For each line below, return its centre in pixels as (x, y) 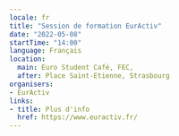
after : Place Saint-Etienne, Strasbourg (94, 76)
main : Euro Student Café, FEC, (76, 68)
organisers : (31, 84)
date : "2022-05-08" (46, 34)
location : (28, 59)
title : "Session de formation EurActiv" (86, 26)
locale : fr (30, 17)
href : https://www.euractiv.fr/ (78, 117)
